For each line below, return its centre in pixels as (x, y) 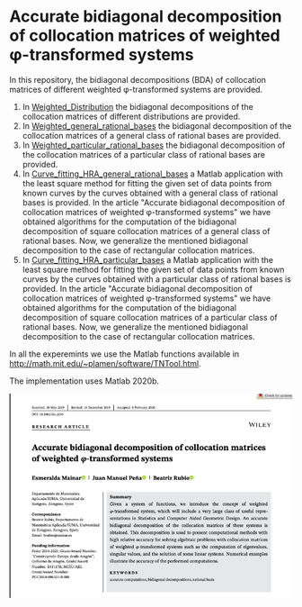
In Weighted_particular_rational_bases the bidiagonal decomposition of (154, 145)
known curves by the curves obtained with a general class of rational (150, 193)
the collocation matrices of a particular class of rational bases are (143, 154)
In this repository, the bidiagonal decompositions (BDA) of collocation (138, 79)
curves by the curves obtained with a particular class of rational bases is (157, 279)
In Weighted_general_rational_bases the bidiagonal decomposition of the (157, 126)
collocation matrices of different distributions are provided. (131, 116)
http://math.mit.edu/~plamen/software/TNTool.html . (105, 363)
